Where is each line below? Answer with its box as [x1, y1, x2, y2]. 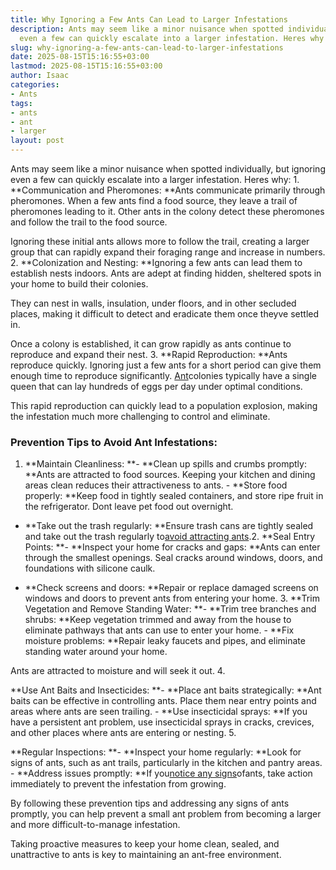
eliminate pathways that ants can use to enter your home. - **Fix [24, 624, 295, 636]
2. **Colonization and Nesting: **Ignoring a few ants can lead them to [10, 257, 303, 268]
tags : [10, 98, 33, 108]
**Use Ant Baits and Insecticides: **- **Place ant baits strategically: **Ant [10, 684, 322, 696]
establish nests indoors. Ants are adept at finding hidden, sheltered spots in [10, 267, 322, 279]
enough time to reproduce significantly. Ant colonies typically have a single [10, 370, 317, 381]
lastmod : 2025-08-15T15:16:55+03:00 [10, 61, 163, 71]
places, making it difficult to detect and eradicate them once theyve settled [10, 308, 320, 320]
